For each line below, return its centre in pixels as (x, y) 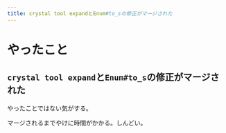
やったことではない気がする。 (50, 108)
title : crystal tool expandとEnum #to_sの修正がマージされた (90, 13)
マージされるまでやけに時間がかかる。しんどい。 (77, 123)
